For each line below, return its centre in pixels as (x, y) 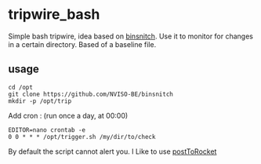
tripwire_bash (54, 15)
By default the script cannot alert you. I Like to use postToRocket (112, 151)
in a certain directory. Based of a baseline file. (82, 44)
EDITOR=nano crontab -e (47, 130)
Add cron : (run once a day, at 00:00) (68, 115)
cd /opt (21, 87)
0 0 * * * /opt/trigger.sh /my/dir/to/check (82, 137)
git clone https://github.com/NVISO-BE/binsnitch (91, 94)
